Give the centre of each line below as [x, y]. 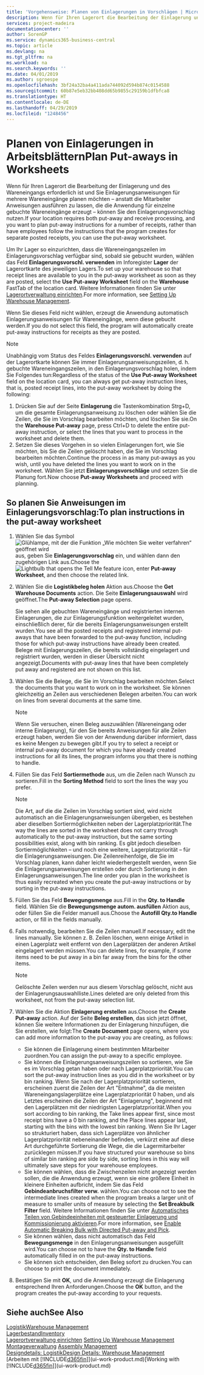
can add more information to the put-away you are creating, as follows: [104, 1037]
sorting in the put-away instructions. [60, 888]
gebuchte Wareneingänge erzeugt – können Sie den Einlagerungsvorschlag [101, 212]
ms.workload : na [27, 63]
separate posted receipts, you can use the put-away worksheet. [87, 238]
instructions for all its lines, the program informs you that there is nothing [106, 756]
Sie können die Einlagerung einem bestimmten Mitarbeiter [97, 1049]
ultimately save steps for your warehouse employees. [91, 1166]
